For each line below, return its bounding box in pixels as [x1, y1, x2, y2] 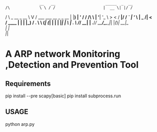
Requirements [5, 79, 51, 88]
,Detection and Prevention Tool [5, 59, 139, 71]
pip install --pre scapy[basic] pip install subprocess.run [5, 93, 121, 99]
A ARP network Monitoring [5, 48, 120, 60]
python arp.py [5, 121, 35, 127]
